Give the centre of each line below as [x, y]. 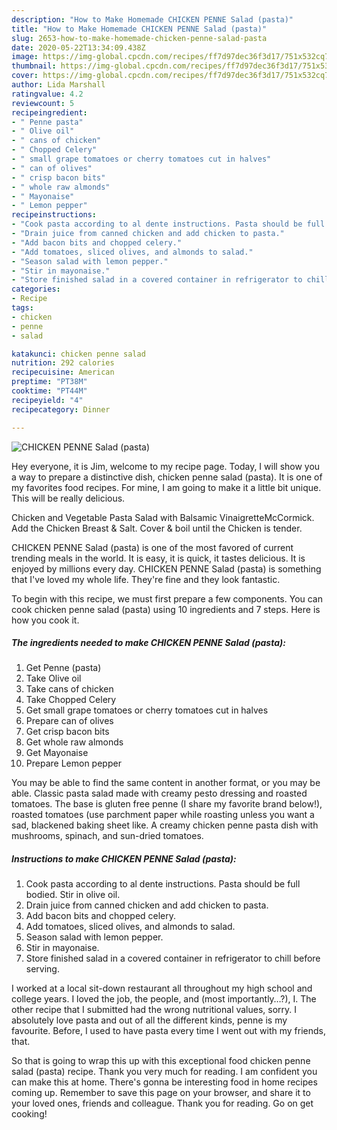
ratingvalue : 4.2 [47, 94]
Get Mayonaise [57, 753]
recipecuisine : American [63, 372]
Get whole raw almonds [74, 742]
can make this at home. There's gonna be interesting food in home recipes [164, 1082]
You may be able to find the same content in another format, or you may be [166, 783]
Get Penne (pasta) [63, 668]
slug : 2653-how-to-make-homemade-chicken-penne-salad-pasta [139, 38]
